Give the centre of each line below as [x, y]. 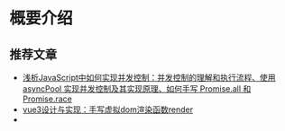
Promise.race [47, 99]
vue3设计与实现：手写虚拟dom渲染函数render [108, 109]
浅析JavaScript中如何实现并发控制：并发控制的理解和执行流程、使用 [149, 78]
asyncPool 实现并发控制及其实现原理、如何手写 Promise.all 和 [137, 89]
